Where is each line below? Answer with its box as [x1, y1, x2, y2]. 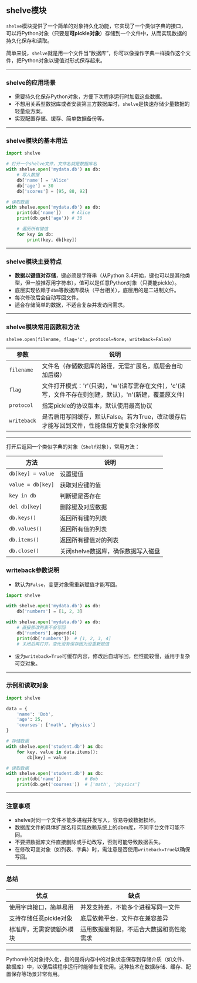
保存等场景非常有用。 [11, 970, 63, 977]
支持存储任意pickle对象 [9, 914, 73, 922]
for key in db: [16, 231, 54, 237]
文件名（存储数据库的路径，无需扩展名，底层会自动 [42, 362, 183, 370]
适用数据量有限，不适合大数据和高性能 [80, 925, 186, 933]
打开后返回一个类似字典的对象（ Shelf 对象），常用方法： [6, 443, 140, 450]
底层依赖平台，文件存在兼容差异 [80, 914, 169, 922]
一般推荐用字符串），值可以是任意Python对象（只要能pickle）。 [30, 279, 180, 286]
